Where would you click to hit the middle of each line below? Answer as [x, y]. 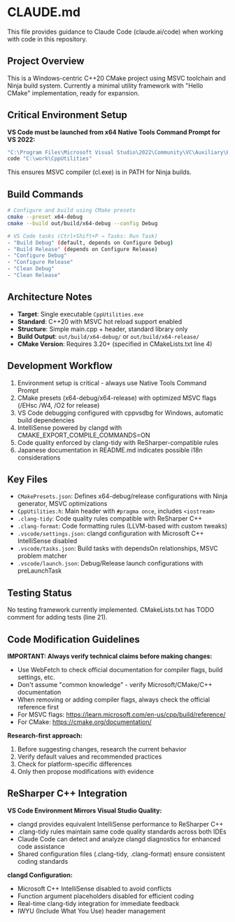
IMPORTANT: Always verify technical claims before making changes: [110, 656]
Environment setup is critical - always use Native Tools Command [112, 382]
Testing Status [40, 593]
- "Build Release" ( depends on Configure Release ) [83, 249]
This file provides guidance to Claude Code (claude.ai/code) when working [115, 32]
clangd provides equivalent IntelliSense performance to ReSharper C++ [120, 824]
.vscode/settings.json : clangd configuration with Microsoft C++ [111, 533]
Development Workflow [60, 366]
